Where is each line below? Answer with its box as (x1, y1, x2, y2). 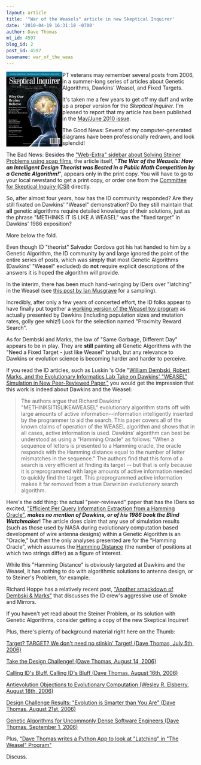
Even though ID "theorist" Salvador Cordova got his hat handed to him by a (6, 243, 191, 251)
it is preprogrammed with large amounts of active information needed (20, 468, 193, 475)
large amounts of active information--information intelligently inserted (20, 410, 193, 417)
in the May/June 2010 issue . (62, 115, 132, 122)
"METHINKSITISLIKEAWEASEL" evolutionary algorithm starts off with (20, 403, 191, 411)
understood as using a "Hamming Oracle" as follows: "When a (20, 436, 175, 443)
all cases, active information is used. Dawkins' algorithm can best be (20, 429, 190, 436)
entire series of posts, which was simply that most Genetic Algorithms (6, 256, 179, 263)
